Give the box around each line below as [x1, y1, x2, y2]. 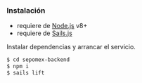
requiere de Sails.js [16, 29, 73, 37]
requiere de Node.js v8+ [16, 22, 88, 30]
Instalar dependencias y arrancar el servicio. [6, 43, 136, 51]
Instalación [6, 6, 46, 15]
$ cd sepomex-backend [6, 56, 70, 63]
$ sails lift [6, 70, 45, 77]
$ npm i [6, 63, 30, 70]
